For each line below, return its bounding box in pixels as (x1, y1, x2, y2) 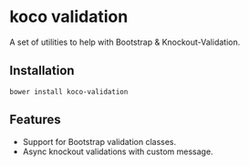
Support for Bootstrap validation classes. (22, 136, 177, 147)
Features (9, 112, 61, 128)
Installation (9, 63, 75, 78)
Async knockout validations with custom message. (22, 146, 213, 157)
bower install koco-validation (9, 87, 129, 97)
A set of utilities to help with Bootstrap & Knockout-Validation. (9, 36, 241, 47)
